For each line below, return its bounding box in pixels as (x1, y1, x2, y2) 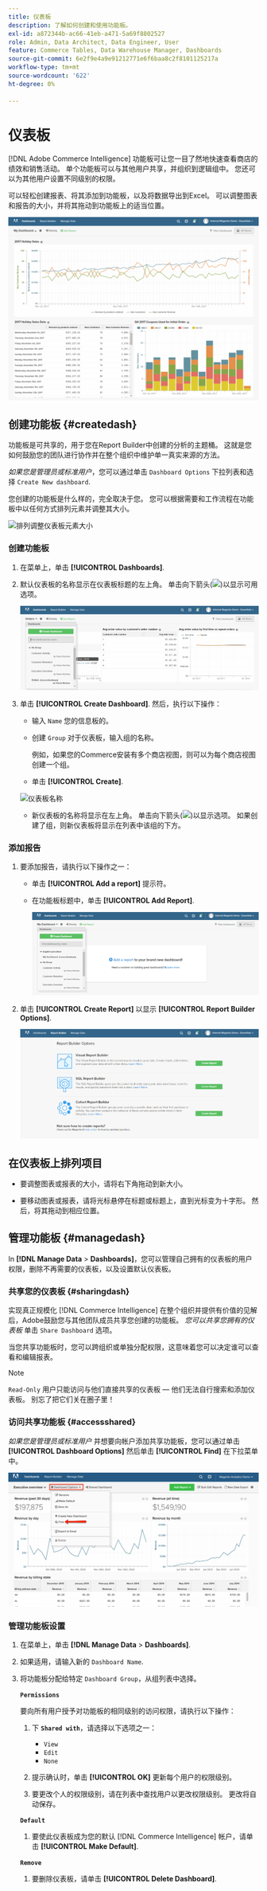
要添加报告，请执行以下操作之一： (19, 862, 132, 871)
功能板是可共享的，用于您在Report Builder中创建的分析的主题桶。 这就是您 (8, 440, 253, 450)
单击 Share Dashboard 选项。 (23, 1325, 117, 1335)
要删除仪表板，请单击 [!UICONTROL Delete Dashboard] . (31, 1874, 217, 1884)
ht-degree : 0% (8, 80, 56, 88)
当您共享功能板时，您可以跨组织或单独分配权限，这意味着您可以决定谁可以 (8, 1342, 252, 1352)
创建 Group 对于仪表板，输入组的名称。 (31, 733, 159, 742)
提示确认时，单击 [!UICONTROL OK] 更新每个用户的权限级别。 (31, 1772, 237, 1782)
